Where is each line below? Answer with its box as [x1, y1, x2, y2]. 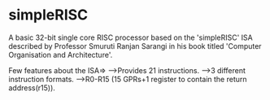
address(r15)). [8, 83, 55, 93]
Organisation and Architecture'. [8, 50, 113, 59]
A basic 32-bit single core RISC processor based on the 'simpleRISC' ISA [8, 33, 254, 42]
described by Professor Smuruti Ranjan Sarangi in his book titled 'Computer [8, 41, 262, 50]
